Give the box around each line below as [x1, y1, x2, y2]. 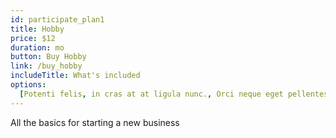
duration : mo [10, 42, 65, 53]
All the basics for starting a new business [10, 116, 180, 128]
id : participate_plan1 [10, 14, 105, 25]
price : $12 [10, 33, 56, 43]
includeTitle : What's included [10, 71, 141, 81]
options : [10, 80, 47, 90]
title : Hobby [10, 24, 65, 34]
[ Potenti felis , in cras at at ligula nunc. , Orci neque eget [19, 89, 284, 99]
